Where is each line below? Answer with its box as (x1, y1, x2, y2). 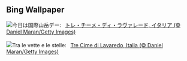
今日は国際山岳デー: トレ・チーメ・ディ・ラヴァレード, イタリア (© (12, 21, 181, 29)
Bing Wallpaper (6, 5, 65, 15)
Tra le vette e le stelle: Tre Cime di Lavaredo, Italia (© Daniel (12, 41, 163, 48)
